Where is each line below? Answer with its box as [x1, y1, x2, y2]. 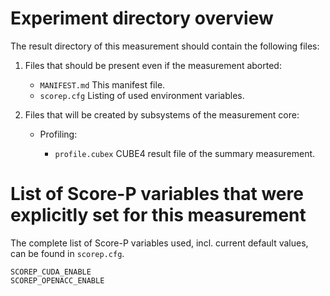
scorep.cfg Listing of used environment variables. [39, 89, 245, 101]
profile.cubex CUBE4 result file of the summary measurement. [54, 147, 316, 159]
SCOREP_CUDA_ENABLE [10, 267, 92, 277]
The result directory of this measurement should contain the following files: [10, 40, 320, 52]
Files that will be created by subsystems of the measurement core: [24, 108, 300, 121]
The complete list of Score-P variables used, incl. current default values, [10, 237, 309, 249]
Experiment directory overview [10, 7, 274, 30]
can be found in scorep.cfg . [10, 247, 125, 259]
